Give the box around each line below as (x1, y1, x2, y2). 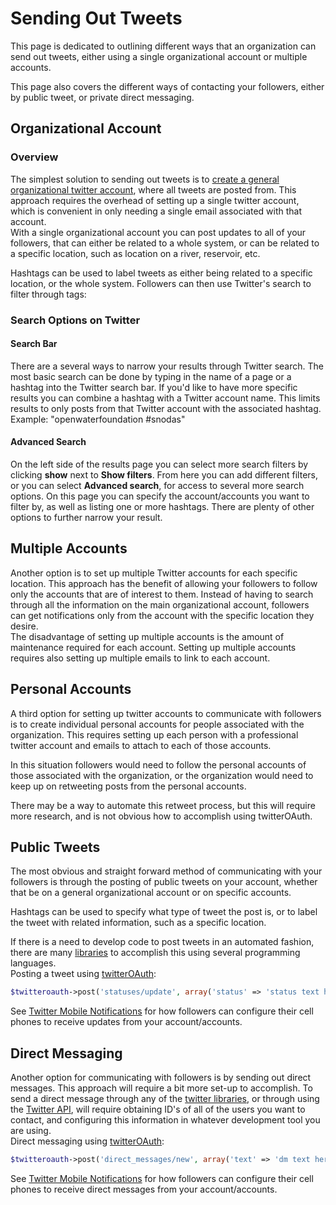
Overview (10, 150, 59, 164)
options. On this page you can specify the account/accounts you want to (10, 490, 310, 502)
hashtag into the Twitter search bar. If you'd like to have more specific (10, 381, 298, 393)
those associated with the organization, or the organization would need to (10, 769, 314, 781)
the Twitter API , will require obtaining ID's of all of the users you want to (10, 1103, 306, 1116)
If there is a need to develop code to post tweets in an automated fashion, (10, 936, 315, 948)
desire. (10, 620, 39, 632)
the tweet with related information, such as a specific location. (10, 917, 267, 929)
